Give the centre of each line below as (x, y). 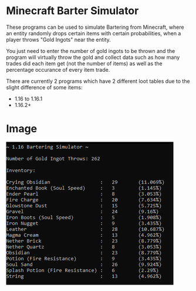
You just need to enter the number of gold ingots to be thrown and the (91, 51)
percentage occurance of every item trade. (58, 69)
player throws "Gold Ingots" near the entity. (59, 39)
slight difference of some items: (44, 87)
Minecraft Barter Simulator (72, 11)
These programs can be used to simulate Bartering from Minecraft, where (95, 27)
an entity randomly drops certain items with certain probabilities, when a (94, 33)
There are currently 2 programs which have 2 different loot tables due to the (98, 81)
